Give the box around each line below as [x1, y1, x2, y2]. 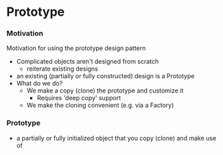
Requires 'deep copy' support [36, 94, 121, 102]
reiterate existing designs [26, 64, 99, 73]
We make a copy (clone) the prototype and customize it [26, 86, 184, 95]
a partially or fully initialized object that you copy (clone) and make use [16, 134, 217, 142]
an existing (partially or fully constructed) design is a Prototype [16, 72, 195, 80]
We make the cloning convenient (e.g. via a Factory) [26, 101, 174, 110]
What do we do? [16, 80, 63, 88]
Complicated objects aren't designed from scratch [16, 58, 159, 66]
